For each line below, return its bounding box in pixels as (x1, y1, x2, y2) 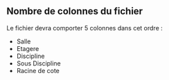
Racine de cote (16, 66, 60, 74)
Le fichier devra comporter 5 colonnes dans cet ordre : (6, 23, 163, 32)
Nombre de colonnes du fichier (6, 6, 143, 17)
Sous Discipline (16, 59, 61, 68)
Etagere (16, 44, 39, 52)
